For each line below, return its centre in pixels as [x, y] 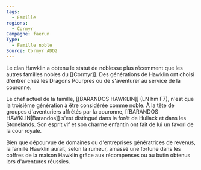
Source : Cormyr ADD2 [32, 51]
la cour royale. [24, 130]
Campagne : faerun [28, 34]
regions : [17, 23]
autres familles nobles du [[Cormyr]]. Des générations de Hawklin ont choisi [100, 74]
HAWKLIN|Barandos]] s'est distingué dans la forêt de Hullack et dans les [96, 118]
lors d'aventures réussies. [38, 161]
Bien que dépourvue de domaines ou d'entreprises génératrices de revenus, [101, 142]
